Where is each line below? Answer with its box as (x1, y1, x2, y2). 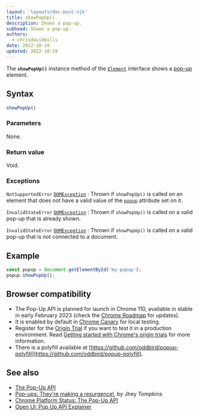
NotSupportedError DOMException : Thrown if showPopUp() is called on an (6, 190, 183, 198)
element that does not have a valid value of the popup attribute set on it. (6, 197, 183, 204)
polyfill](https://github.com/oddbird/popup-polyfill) (14, 350, 142, 357)
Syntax (6, 89, 34, 99)
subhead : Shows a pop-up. (6, 25, 71, 32)
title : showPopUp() (6, 15, 55, 21)
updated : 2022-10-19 (6, 48, 58, 54)
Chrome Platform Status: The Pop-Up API (14, 397, 119, 404)
